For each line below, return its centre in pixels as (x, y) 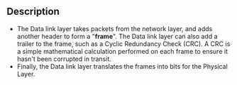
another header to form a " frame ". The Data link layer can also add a (117, 36)
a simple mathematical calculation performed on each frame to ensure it (122, 51)
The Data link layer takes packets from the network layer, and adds (115, 28)
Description (33, 12)
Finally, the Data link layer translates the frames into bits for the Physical (122, 66)
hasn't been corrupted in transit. (64, 59)
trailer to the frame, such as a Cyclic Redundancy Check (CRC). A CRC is (123, 44)
